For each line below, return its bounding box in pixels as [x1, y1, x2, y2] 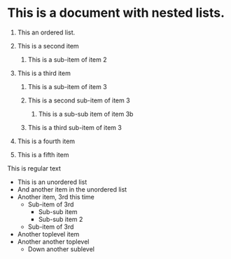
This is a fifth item [17, 150, 69, 159]
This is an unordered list [17, 178, 87, 186]
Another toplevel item [17, 230, 80, 238]
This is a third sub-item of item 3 [27, 123, 122, 131]
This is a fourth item [17, 137, 76, 145]
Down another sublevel [27, 244, 94, 253]
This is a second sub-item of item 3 [27, 96, 131, 105]
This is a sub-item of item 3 [27, 82, 107, 91]
